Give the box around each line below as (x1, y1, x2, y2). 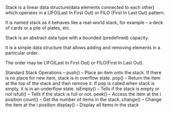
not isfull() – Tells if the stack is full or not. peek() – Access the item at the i (5, 91, 161, 97)
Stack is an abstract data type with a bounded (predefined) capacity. (5, 35, 149, 41)
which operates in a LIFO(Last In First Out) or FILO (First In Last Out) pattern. (5, 10, 165, 16)
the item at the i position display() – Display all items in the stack (5, 102, 139, 108)
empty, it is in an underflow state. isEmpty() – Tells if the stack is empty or (5, 86, 160, 92)
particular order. (5, 50, 39, 56)
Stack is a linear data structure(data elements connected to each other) (5, 5, 155, 10)
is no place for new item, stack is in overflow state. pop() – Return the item (5, 75, 161, 81)
